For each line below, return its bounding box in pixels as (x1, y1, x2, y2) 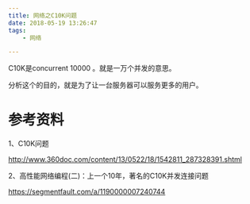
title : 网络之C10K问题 (8, 11, 78, 20)
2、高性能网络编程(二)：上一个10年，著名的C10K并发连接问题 (8, 171, 209, 181)
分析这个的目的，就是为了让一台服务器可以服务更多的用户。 (8, 80, 203, 90)
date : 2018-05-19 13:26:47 (8, 19, 98, 27)
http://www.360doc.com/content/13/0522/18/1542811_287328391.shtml (8, 155, 242, 164)
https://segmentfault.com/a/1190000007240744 (8, 187, 166, 197)
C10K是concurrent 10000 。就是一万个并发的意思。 (8, 64, 176, 73)
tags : (8, 26, 26, 34)
